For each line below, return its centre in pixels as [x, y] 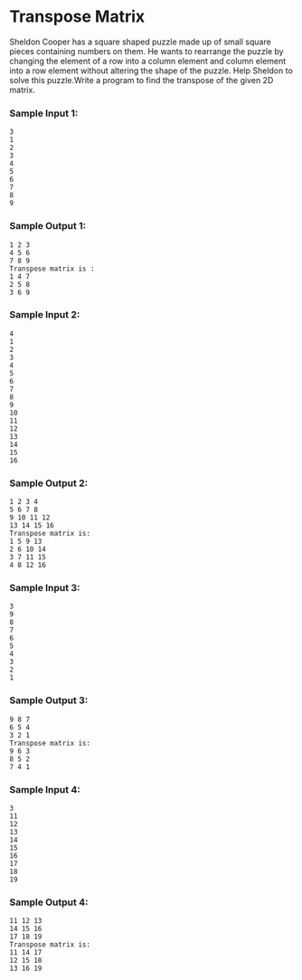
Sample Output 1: [48, 226]
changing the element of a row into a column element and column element [148, 61]
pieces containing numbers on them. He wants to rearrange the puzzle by [146, 51]
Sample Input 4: [45, 789]
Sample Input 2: [45, 315]
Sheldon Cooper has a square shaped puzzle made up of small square [140, 42]
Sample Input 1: [44, 113]
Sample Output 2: [49, 483]
